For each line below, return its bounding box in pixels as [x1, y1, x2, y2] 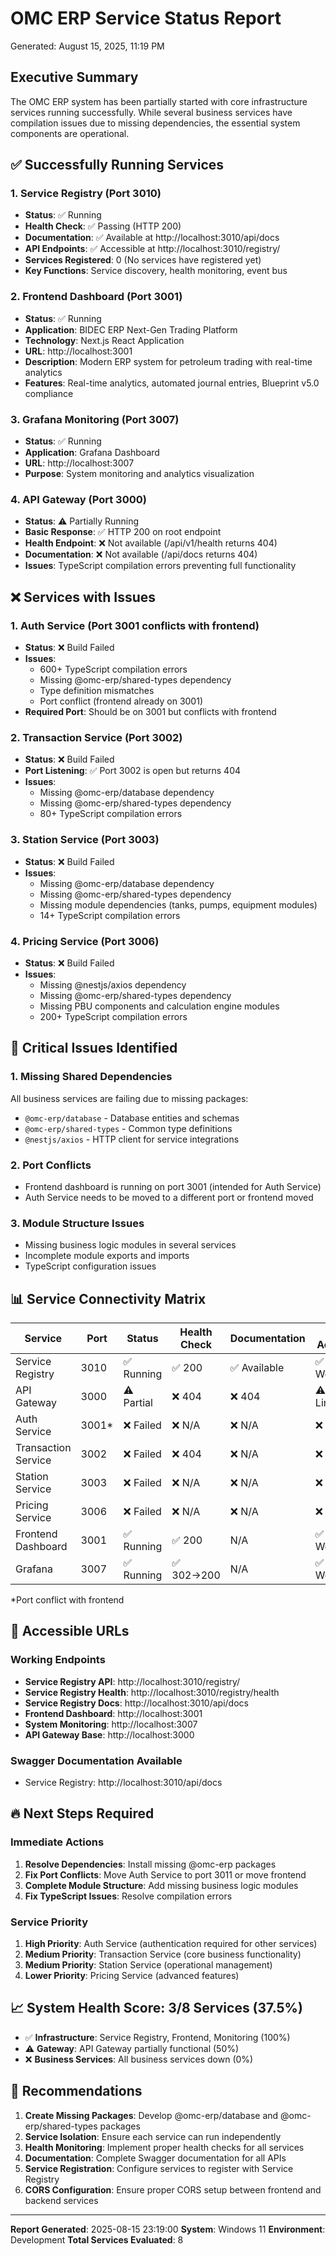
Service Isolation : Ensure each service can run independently [24, 2130, 282, 2142]
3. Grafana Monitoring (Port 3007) [10, 412, 180, 426]
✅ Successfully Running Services [10, 157, 225, 174]
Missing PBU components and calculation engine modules [39, 1000, 280, 1012]
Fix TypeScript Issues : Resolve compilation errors [24, 1890, 233, 1902]
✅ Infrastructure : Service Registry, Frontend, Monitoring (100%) [24, 2031, 291, 2043]
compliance [24, 387, 74, 399]
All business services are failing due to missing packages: [10, 1092, 249, 1104]
